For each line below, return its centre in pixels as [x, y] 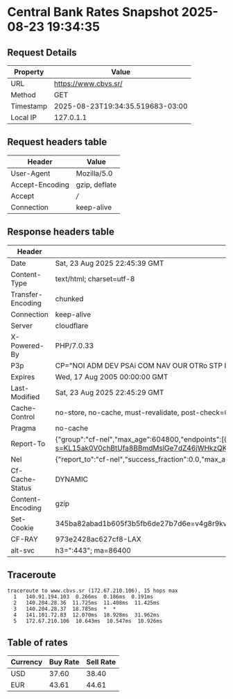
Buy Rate [64, 662]
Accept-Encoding [40, 185]
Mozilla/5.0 [94, 173]
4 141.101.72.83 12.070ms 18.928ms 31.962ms [86, 615]
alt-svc [23, 550]
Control [23, 416]
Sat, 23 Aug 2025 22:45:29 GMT [110, 392]
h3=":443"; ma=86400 [93, 550]
